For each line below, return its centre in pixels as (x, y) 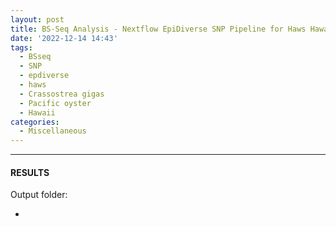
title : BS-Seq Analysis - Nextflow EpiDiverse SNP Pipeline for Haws (158, 29)
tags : (21, 47)
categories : (35, 122)
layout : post (37, 19)
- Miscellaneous (53, 131)
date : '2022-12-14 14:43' (64, 38)
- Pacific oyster (55, 103)
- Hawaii (37, 112)
